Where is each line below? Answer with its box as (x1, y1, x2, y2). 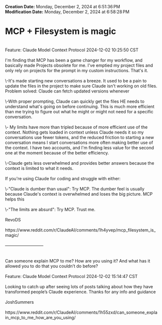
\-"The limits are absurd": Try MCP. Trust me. (5, 206, 96, 212)
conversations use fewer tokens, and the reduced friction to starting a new (5, 134, 154, 140)
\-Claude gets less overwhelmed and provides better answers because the (5, 160, 154, 166)
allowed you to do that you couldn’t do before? (5, 263, 98, 269)
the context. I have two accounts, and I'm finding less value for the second (5, 144, 154, 151)
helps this (5, 196, 25, 202)
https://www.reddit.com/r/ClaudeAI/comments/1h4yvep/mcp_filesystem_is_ (5, 227, 156, 233)
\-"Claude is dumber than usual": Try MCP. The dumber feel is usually (5, 186, 145, 192)
